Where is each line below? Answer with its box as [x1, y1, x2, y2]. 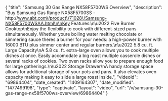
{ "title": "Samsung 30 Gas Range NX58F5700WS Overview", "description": [5, 5, 163, 10]
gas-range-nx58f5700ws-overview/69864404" [5, 90, 105, 96]
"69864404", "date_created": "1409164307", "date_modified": [5, 79, 135, 85]
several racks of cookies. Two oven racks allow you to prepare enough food [5, 58, 163, 64]
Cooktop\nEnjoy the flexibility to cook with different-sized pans [5, 26, 137, 32]
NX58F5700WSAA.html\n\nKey [5, 20, 70, 26]
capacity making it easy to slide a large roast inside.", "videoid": [5, 74, 138, 80]
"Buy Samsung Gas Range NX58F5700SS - [5, 10, 96, 16]
